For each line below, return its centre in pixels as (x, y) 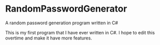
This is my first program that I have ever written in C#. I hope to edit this (80, 32)
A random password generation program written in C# (62, 23)
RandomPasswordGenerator (66, 9)
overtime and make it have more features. (49, 38)
